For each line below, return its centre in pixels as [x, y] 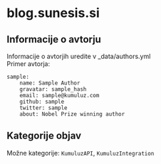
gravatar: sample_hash [53, 89]
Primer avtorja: [28, 64]
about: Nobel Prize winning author [72, 114]
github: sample [42, 102]
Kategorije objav [44, 136]
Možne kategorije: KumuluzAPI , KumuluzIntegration [80, 153]
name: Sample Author [50, 83]
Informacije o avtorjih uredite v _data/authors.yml [79, 56]
